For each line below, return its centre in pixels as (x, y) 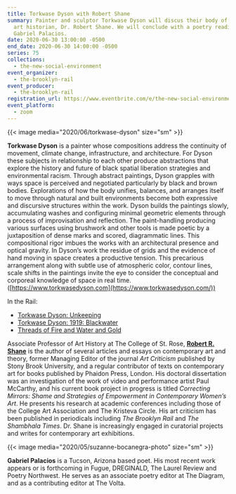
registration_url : (34, 99)
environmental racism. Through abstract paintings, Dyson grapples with (111, 175)
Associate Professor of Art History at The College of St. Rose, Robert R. (111, 343)
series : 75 (23, 53)
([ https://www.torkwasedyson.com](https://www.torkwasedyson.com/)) (111, 287)
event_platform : (31, 106)
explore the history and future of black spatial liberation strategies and (109, 168)
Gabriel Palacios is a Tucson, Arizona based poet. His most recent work (112, 460)
